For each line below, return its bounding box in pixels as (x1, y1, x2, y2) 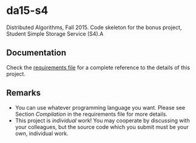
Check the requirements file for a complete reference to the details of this (6, 64, 190, 71)
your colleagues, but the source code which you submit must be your (15, 123, 189, 130)
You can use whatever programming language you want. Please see (15, 104, 186, 111)
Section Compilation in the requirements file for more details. (15, 110, 168, 118)
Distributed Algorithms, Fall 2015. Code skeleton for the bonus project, (6, 24, 182, 31)
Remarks (6, 88, 41, 98)
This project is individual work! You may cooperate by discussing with (15, 116, 190, 124)
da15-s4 (6, 4, 49, 18)
